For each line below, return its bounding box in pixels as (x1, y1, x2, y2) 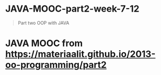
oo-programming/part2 (5, 59, 107, 71)
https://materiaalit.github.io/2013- (5, 49, 156, 60)
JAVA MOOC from (5, 37, 83, 49)
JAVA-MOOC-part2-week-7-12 (5, 3, 140, 15)
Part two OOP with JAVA (17, 20, 70, 26)
